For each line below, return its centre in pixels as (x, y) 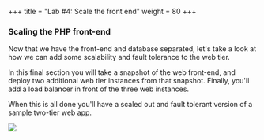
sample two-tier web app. (50, 112)
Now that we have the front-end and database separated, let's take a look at (132, 49)
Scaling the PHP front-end (59, 31)
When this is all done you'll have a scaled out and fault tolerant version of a (130, 105)
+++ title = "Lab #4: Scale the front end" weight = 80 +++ (102, 11)
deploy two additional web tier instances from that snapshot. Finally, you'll (129, 81)
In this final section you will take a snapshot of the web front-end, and (122, 72)
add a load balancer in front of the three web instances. (99, 89)
